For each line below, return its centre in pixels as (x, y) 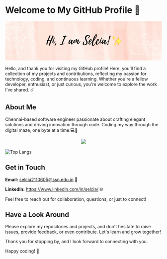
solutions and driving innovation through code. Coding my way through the (82, 124)
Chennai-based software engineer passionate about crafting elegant (75, 119)
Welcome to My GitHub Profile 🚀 (73, 10)
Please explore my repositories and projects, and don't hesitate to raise (78, 227)
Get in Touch (25, 168)
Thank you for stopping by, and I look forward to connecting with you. (77, 242)
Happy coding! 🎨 (22, 251)
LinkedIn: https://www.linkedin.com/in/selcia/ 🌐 (54, 189)
